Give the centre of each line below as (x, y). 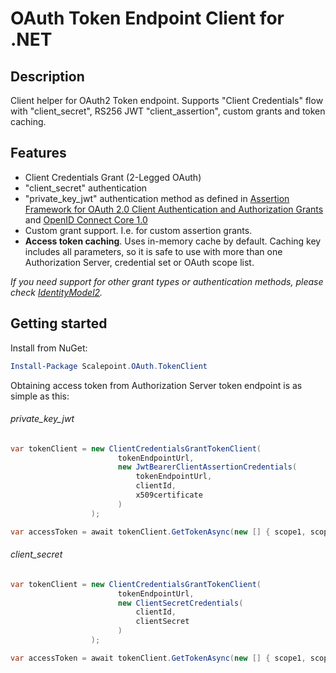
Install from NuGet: (49, 348)
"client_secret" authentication (86, 188)
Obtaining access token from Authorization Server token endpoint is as (156, 385)
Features (38, 153)
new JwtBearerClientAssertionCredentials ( (207, 467)
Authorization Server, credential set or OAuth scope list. (139, 262)
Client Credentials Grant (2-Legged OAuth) (113, 177)
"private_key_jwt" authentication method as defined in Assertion (157, 198)
